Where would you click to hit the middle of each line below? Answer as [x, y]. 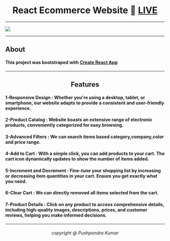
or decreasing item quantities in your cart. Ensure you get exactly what [81, 176]
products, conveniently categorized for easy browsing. [65, 125]
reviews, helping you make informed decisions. [56, 215]
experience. [18, 108]
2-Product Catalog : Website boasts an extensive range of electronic [79, 120]
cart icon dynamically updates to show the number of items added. [77, 159]
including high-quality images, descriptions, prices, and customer [76, 210]
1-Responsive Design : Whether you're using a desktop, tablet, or [75, 97]
